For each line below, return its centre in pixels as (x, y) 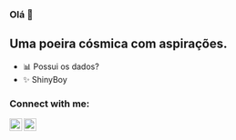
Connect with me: (50, 104)
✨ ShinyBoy (45, 79)
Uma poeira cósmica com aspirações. (118, 44)
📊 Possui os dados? (61, 66)
